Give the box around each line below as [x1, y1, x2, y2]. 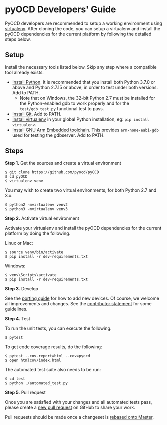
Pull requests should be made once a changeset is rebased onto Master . [5, 414, 154, 420]
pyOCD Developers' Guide [5, 4, 116, 15]
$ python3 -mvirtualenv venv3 [5, 206, 68, 211]
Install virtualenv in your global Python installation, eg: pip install [12, 116, 150, 122]
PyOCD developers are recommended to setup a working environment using [5, 20, 162, 26]
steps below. [5, 36, 31, 42]
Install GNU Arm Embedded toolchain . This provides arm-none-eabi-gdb [12, 127, 159, 133]
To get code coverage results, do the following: [5, 344, 102, 350]
